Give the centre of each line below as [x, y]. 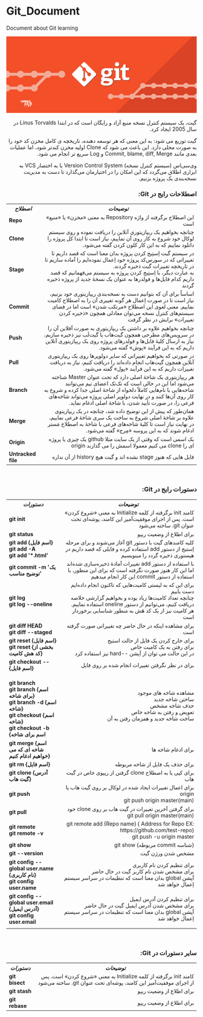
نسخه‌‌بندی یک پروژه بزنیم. [168, 178]
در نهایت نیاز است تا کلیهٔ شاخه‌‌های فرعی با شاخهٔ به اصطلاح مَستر [121, 424]
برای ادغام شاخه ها [173, 749]
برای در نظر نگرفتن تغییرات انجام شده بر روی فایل [138, 665]
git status [21, 534]
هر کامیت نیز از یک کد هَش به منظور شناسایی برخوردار [133, 611]
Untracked [22, 454]
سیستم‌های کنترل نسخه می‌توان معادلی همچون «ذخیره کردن [127, 313]
